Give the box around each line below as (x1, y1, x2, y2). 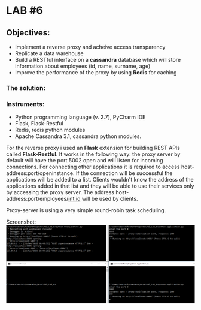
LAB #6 (6, 4, 44, 17)
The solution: (6, 83, 46, 92)
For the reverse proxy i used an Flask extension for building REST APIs (6, 145, 181, 152)
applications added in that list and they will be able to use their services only (6, 182, 194, 189)
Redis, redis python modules (14, 127, 86, 134)
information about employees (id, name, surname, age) (14, 62, 151, 70)
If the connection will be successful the (75, 170, 173, 177)
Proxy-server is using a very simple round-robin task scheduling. (6, 207, 166, 214)
